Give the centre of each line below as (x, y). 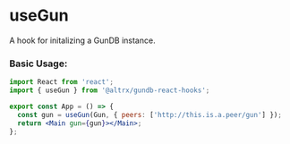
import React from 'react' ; (62, 82)
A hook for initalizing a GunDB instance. (82, 40)
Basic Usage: (38, 64)
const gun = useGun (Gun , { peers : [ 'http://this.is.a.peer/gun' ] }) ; (149, 114)
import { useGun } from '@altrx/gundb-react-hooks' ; (110, 90)
